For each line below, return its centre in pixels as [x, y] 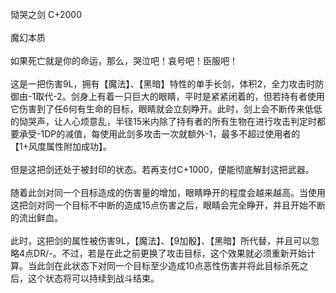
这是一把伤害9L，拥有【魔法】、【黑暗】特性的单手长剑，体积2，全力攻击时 [163, 84]
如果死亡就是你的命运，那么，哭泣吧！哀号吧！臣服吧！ [124, 60]
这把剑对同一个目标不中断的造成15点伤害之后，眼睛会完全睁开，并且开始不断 [168, 205]
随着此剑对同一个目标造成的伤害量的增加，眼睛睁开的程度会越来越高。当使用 [168, 192]
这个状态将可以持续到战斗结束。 [93, 278]
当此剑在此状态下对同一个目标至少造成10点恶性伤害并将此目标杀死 [163, 265]
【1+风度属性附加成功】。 [61, 146]
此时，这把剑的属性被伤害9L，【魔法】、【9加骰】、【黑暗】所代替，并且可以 [161, 240]
